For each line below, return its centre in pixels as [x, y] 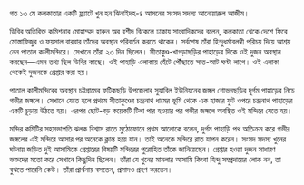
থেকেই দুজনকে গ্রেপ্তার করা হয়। [50, 72]
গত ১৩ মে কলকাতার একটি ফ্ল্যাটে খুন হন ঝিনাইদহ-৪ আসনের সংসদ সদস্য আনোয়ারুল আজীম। [129, 13]
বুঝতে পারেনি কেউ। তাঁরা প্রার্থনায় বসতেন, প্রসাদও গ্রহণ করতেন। [91, 170]
